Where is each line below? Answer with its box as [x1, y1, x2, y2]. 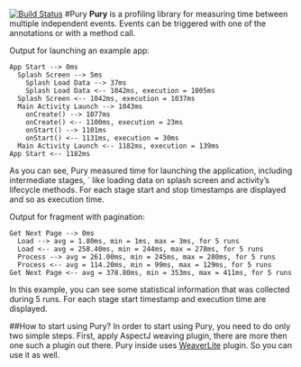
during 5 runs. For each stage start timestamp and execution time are [9, 294, 267, 304]
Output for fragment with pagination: [9, 212, 146, 222]
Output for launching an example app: [9, 45, 150, 56]
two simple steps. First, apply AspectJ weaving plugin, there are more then [9, 330, 287, 341]
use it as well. [9, 350, 60, 360]
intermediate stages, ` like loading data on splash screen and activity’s [9, 175, 270, 185]
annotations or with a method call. [9, 28, 136, 38]
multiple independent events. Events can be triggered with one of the [9, 18, 267, 29]
